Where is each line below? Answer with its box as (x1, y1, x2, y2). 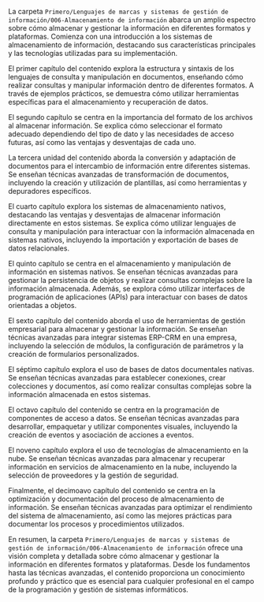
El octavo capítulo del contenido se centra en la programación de (8, 405, 220, 414)
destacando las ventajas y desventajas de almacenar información (8, 210, 221, 219)
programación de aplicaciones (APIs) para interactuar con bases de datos (8, 292, 248, 302)
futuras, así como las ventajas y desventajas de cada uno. (8, 138, 197, 147)
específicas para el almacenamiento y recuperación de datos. (8, 98, 209, 106)
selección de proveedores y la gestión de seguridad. (8, 470, 179, 480)
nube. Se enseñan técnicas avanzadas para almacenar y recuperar (8, 454, 226, 463)
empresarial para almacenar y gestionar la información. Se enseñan (8, 325, 228, 333)
